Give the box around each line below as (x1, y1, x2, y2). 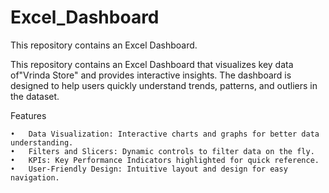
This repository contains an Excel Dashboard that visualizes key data (10, 58, 294, 70)
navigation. (10, 172, 60, 183)
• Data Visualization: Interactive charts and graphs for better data (10, 129, 320, 139)
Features (10, 109, 47, 121)
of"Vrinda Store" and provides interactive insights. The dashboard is (10, 69, 292, 81)
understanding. (10, 137, 74, 148)
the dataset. (10, 90, 60, 102)
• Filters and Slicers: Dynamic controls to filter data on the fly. (10, 146, 315, 156)
